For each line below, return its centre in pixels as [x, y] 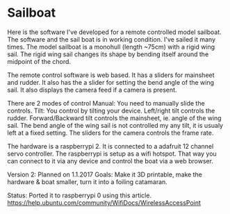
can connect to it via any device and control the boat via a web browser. [110, 160]
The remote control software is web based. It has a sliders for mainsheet [111, 75]
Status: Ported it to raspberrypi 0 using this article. [79, 195]
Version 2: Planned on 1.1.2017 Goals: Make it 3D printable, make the [105, 174]
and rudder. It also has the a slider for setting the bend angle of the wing [110, 82]
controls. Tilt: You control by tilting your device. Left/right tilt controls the [111, 110]
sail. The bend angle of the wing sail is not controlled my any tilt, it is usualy [115, 125]
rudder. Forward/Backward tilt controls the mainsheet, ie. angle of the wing [114, 118]
